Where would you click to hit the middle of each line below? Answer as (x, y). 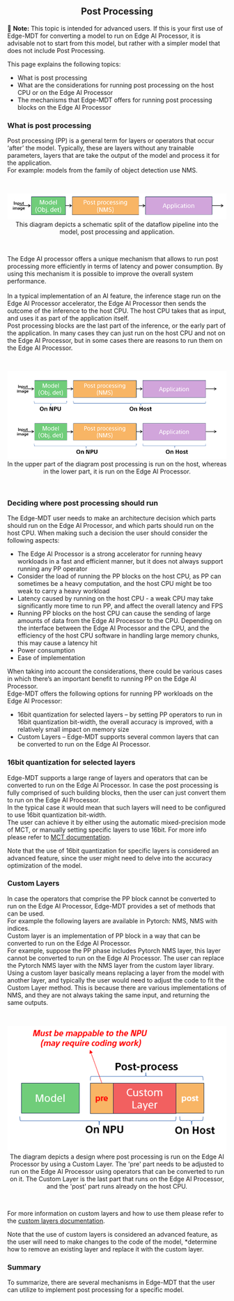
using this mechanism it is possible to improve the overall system (100, 274)
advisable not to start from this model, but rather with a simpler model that (114, 43)
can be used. (26, 913)
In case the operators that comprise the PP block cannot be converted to (112, 898)
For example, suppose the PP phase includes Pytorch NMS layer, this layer (114, 950)
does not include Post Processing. (56, 50)
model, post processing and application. (117, 232)
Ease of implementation (51, 658)
